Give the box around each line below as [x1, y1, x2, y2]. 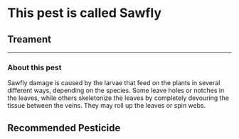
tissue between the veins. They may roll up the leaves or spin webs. [7, 101, 206, 110]
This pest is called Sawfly [7, 5, 162, 21]
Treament [7, 33, 52, 45]
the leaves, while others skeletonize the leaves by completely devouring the [7, 94, 230, 102]
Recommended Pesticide [7, 122, 121, 134]
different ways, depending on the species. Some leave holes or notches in [7, 87, 225, 95]
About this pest [7, 62, 62, 72]
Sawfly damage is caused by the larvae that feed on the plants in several [7, 79, 221, 87]
